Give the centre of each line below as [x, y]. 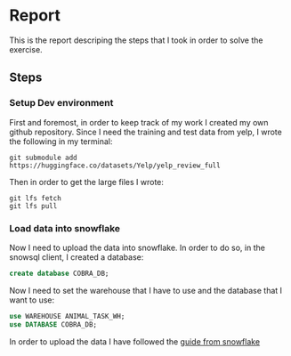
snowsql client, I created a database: [77, 257]
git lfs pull [33, 206]
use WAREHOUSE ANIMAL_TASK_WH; [67, 316]
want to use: [32, 300]
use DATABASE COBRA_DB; [53, 324]
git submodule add [43, 158]
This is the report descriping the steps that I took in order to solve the [136, 40]
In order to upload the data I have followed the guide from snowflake [135, 341]
